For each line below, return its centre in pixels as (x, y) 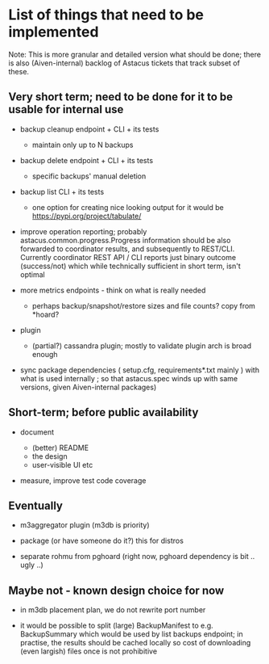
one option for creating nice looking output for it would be (128, 207)
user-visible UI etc (62, 464)
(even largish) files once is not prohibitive (89, 651)
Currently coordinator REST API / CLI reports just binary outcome (128, 257)
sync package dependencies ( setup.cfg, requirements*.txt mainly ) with (140, 370)
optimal (33, 274)
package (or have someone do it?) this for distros (101, 541)
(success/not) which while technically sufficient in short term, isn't (130, 266)
